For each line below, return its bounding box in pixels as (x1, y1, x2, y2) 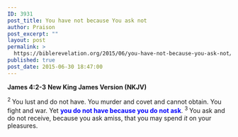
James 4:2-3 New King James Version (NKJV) (7, 82, 147, 91)
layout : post (7, 37, 46, 44)
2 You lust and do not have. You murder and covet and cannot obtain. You (7, 97, 222, 106)
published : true (7, 57, 55, 64)
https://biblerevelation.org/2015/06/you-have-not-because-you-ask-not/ (13, 50, 233, 57)
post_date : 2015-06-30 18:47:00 (7, 63, 103, 70)
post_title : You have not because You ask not (7, 17, 147, 24)
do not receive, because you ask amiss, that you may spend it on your (7, 114, 212, 122)
